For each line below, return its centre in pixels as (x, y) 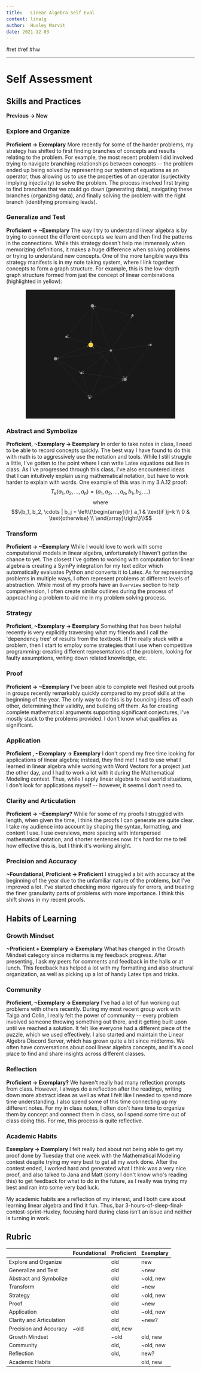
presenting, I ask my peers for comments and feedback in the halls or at (95, 962)
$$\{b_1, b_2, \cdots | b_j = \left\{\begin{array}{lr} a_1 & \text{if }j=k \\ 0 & (100, 511)
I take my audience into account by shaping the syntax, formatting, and (94, 827)
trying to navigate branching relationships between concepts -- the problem (100, 163)
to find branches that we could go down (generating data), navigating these (99, 189)
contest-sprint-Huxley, (34, 1212)
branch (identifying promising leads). (52, 201)
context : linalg (26, 19)
